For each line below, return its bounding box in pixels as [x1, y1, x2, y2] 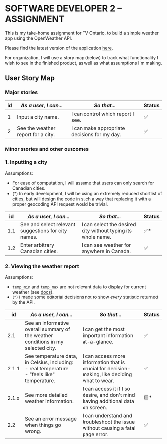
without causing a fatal [83, 425, 136, 432]
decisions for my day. [71, 131, 121, 138]
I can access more [83, 353, 126, 360]
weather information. [24, 398, 74, 405]
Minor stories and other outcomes [5, 146, 89, 152]
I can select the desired [81, 221, 136, 228]
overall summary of [24, 326, 71, 333]
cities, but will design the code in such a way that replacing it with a [12, 196, 151, 202]
